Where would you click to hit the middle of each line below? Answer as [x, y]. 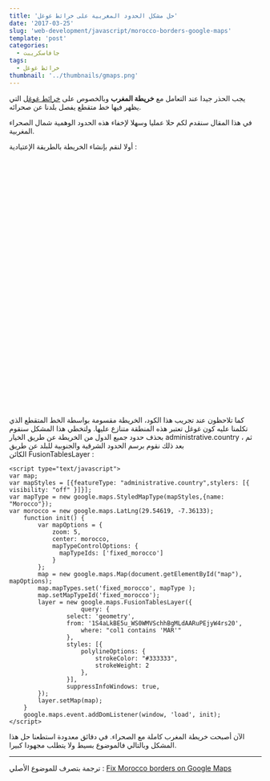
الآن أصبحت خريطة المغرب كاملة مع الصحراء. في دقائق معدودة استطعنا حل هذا [127, 736]
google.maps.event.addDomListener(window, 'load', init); [122, 714]
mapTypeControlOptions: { [95, 546]
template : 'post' [38, 38]
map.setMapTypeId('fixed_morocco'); [99, 595]
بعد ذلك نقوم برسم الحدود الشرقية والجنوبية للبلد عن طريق [97, 445]
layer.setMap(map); [71, 700]
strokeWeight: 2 [122, 665]
